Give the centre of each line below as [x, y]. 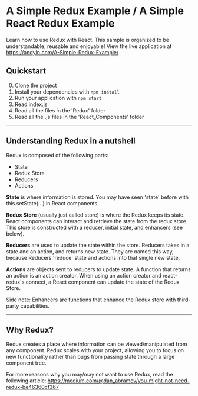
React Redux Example [60, 23]
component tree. [26, 363]
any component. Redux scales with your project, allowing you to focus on [95, 350]
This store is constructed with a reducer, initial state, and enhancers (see [95, 227]
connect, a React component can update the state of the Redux [103, 282]
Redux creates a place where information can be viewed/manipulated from [97, 344]
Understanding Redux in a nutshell [71, 141]
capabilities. [35, 305]
